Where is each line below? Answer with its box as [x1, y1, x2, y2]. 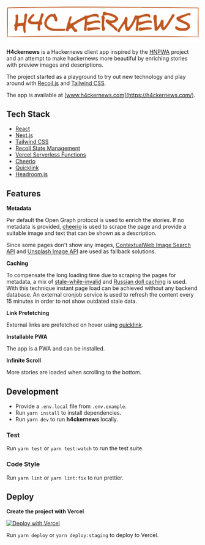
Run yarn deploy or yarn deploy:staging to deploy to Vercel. [6, 532, 159, 539]
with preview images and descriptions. [6, 61, 104, 69]
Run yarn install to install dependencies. [15, 409, 121, 416]
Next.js [15, 132, 34, 139]
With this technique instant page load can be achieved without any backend [6, 284, 198, 292]
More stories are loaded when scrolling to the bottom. [6, 369, 142, 376]
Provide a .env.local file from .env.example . [15, 402, 127, 410]
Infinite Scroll [6, 357, 42, 364]
